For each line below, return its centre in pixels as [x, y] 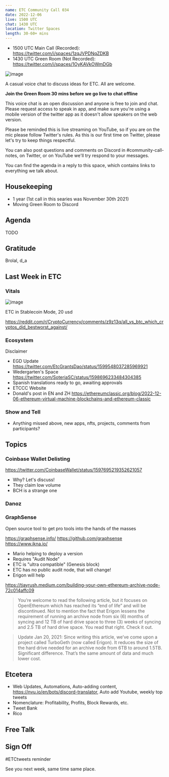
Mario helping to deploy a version [47, 553]
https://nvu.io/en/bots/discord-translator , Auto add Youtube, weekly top [88, 692]
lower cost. [29, 658]
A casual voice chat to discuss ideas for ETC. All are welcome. [70, 84]
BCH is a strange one [35, 491]
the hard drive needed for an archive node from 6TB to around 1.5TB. [90, 648]
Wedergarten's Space [35, 372]
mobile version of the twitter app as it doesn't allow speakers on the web [81, 114]
